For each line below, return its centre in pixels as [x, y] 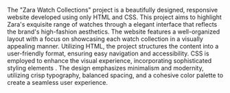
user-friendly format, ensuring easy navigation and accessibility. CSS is [108, 53]
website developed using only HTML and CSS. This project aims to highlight [114, 17]
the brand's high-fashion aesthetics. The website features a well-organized [114, 31]
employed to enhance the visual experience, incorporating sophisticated [110, 61]
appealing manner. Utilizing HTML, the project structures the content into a [113, 46]
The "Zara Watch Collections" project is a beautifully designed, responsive [113, 10]
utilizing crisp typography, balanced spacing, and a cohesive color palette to [115, 75]
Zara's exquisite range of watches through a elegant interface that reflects [112, 24]
